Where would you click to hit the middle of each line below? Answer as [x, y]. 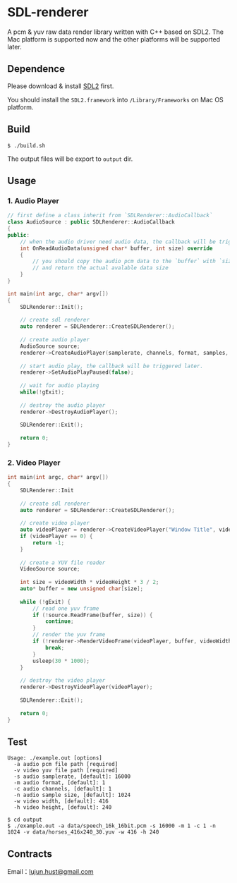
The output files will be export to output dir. [70, 159]
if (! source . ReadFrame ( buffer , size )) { [93, 615]
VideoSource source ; [50, 569]
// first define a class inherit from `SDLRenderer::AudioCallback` [110, 216]
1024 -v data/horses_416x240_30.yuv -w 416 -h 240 [83, 832]
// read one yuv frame [66, 608]
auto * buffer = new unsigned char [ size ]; [81, 589]
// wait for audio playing [60, 386]
